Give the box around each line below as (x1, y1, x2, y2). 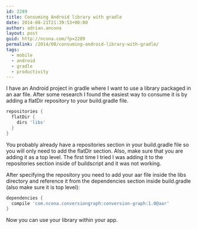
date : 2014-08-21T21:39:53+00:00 (6, 19, 88, 25)
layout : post (6, 31, 38, 36)
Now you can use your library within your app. (6, 217, 118, 224)
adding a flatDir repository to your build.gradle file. (6, 97, 129, 105)
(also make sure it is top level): (6, 183, 81, 191)
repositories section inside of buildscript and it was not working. (6, 160, 162, 167)
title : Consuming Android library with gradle (6, 14, 122, 20)
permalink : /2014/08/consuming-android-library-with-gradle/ (6, 42, 159, 48)
